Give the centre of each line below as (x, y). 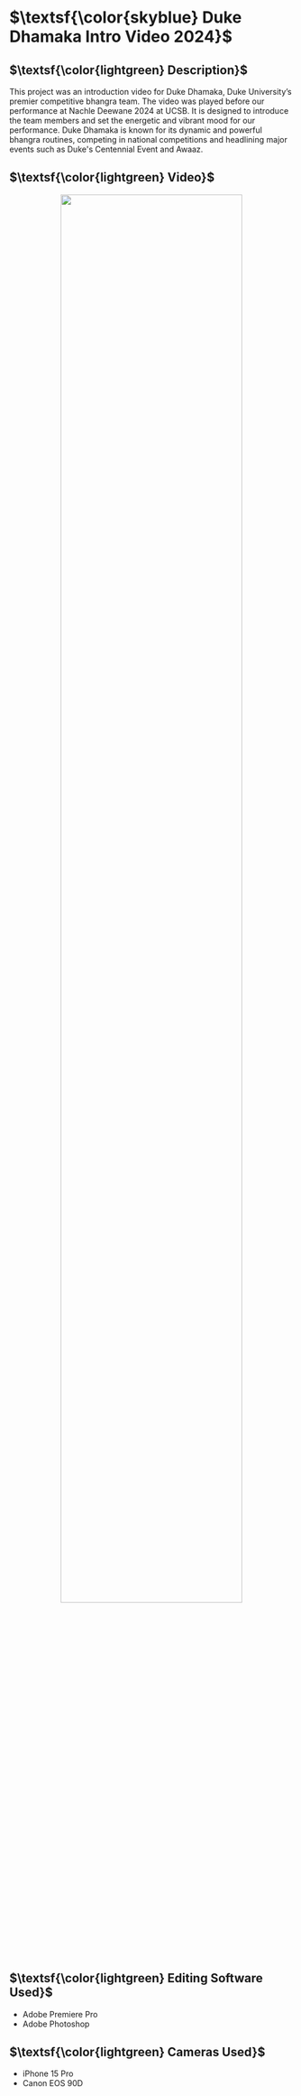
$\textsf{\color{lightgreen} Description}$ (128, 70)
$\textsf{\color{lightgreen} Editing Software (136, 1978)
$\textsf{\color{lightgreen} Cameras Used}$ (137, 2052)
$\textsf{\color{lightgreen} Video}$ (112, 177)
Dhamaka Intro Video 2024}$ (121, 37)
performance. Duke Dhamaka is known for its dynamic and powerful (136, 130)
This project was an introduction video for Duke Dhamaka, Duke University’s (150, 92)
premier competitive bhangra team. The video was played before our (137, 101)
